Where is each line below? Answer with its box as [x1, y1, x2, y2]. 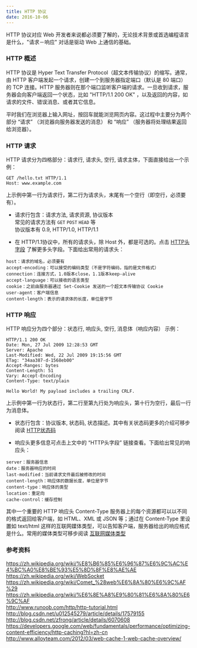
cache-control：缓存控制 [6, 497, 63, 503]
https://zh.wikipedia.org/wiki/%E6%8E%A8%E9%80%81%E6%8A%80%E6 [6, 591, 191, 598]
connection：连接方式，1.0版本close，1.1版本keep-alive [6, 271, 136, 277]
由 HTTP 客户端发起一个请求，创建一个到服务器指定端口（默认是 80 [6, 76, 169, 83]
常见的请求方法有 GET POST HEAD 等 [14, 219, 96, 226]
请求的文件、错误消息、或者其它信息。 [6, 98, 98, 105]
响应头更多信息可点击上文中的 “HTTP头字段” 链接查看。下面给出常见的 [14, 439, 185, 446]
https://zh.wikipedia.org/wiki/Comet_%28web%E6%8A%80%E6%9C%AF [6, 579, 186, 586]
